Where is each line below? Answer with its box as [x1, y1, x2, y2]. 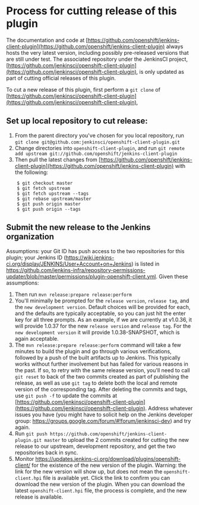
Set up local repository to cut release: [6, 116, 149, 126]
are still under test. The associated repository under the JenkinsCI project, [6, 55, 188, 63]
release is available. [14, 493, 64, 500]
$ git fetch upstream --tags [17, 191, 89, 197]
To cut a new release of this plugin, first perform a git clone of [6, 86, 160, 93]
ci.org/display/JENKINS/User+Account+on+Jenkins [6, 260, 132, 267]
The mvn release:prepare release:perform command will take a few [14, 341, 181, 348]
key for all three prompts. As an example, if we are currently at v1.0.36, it [14, 316, 192, 323]
